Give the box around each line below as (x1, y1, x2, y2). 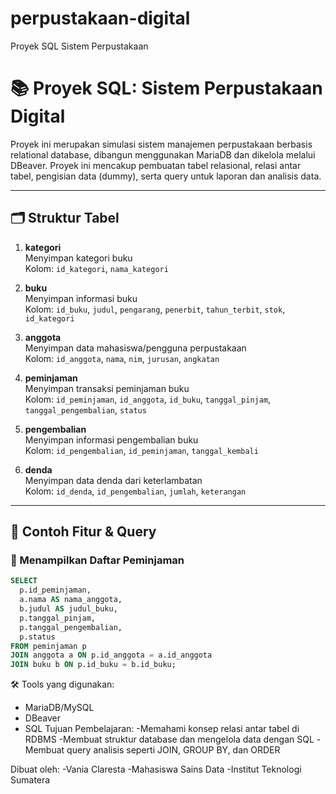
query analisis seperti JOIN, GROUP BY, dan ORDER (66, 744, 281, 756)
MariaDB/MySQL (24, 702, 95, 714)
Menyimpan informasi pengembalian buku (24, 433, 199, 446)
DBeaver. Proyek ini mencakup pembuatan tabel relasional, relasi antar (10, 159, 302, 171)
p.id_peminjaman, (19, 585, 92, 596)
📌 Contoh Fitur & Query (10, 523, 157, 541)
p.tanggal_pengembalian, (19, 622, 123, 632)
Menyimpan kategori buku (24, 252, 133, 264)
